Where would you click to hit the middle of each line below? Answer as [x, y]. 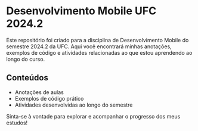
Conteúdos [27, 78]
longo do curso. [26, 59]
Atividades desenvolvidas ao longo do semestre [74, 105]
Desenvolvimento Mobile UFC [81, 11]
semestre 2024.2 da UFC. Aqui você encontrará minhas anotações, [89, 46]
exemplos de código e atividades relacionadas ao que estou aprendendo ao [99, 52]
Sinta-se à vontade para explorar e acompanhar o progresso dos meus [93, 116]
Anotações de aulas [39, 92]
